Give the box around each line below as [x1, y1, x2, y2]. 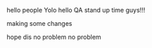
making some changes [6, 19, 72, 27]
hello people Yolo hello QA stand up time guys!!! [6, 6, 146, 14]
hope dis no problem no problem [6, 33, 101, 41]
